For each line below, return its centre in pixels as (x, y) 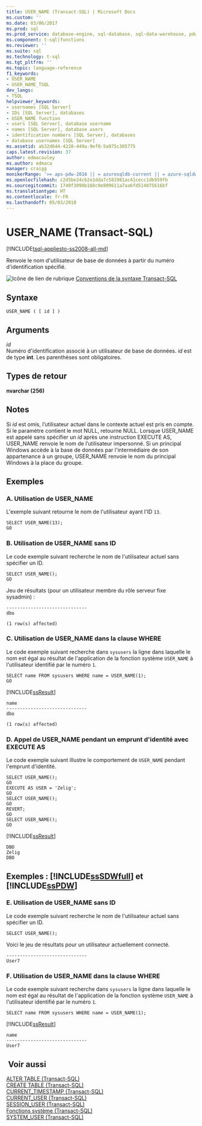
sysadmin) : (21, 597)
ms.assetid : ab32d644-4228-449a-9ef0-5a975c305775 (71, 146)
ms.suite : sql (24, 51)
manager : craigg (26, 169)
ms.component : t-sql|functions (45, 40)
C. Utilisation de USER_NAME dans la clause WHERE (84, 638)
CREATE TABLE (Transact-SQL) (45, 1085)
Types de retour (37, 376)
